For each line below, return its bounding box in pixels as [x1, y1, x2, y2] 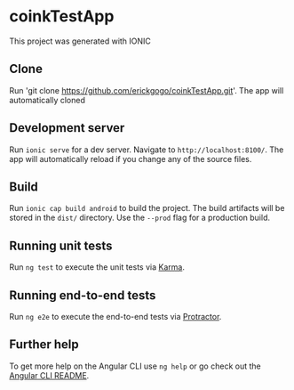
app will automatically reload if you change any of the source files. [9, 153, 252, 164]
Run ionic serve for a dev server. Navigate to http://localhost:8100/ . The [9, 144, 284, 155]
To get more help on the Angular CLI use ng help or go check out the [9, 361, 261, 371]
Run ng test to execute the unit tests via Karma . [9, 262, 185, 272]
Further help [9, 337, 80, 353]
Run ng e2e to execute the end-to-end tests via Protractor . [9, 312, 222, 321]
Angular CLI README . [9, 370, 90, 380]
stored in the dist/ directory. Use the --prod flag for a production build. [9, 212, 271, 223]
